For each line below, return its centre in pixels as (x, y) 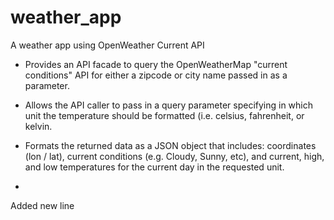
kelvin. (38, 126)
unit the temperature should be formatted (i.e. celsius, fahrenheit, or (164, 115)
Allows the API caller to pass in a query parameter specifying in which (169, 105)
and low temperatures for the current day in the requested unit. (154, 167)
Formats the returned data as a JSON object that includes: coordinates (170, 145)
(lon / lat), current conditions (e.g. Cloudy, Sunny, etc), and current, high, (174, 156)
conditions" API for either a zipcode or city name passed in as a (156, 75)
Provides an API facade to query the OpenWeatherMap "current (156, 64)
